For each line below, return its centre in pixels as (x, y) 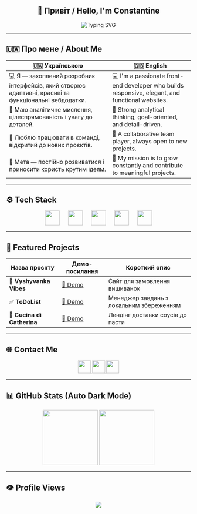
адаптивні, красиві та (40, 93)
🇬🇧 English (150, 65)
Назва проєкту (33, 268)
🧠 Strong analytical (138, 109)
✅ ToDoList (25, 302)
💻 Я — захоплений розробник (52, 76)
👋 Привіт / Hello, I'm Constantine (98, 11)
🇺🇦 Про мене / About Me (54, 49)
